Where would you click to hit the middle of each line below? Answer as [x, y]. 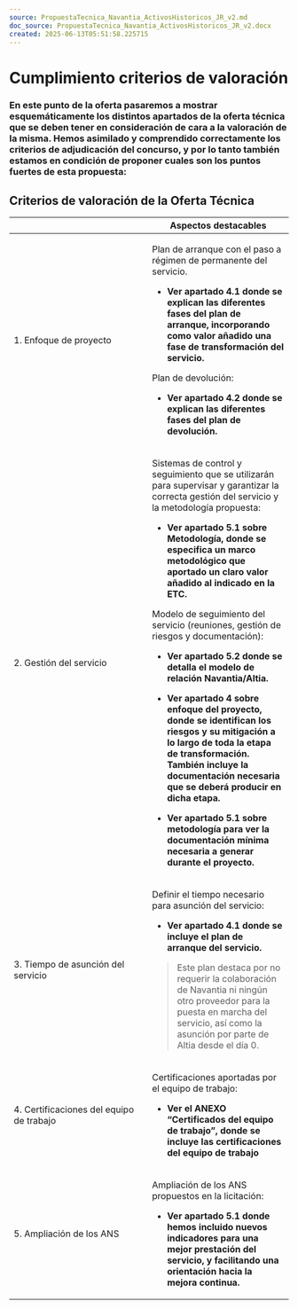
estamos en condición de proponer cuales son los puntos [135, 161]
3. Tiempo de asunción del [69, 965]
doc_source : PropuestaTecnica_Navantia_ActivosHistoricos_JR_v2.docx [141, 26]
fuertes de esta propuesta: [68, 172]
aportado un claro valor [218, 572]
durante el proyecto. [211, 863]
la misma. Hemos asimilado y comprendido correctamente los [145, 138]
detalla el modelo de [211, 668]
